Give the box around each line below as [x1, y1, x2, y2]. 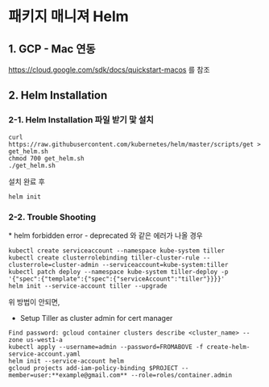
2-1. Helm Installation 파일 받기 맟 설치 [8, 114, 155, 126]
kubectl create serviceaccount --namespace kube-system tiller [8, 247, 226, 255]
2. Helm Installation [8, 89, 108, 102]
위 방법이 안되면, [8, 297, 60, 306]
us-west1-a [26, 335, 63, 343]
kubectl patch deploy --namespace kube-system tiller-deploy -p [8, 268, 229, 276]
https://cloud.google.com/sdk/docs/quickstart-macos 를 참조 [8, 65, 211, 74]
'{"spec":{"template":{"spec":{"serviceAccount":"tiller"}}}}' [8, 275, 226, 283]
